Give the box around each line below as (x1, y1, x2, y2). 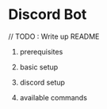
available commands (19, 92, 87, 102)
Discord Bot (8, 6, 87, 24)
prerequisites (19, 47, 63, 56)
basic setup (19, 62, 59, 72)
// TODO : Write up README (8, 32, 100, 41)
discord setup (19, 77, 66, 87)
